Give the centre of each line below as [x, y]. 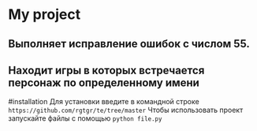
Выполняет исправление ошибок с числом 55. [129, 44]
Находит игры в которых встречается [106, 70]
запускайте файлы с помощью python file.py [85, 118]
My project [45, 15]
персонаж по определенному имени [104, 82]
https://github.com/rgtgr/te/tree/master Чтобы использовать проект [126, 110]
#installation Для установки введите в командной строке [104, 102]
